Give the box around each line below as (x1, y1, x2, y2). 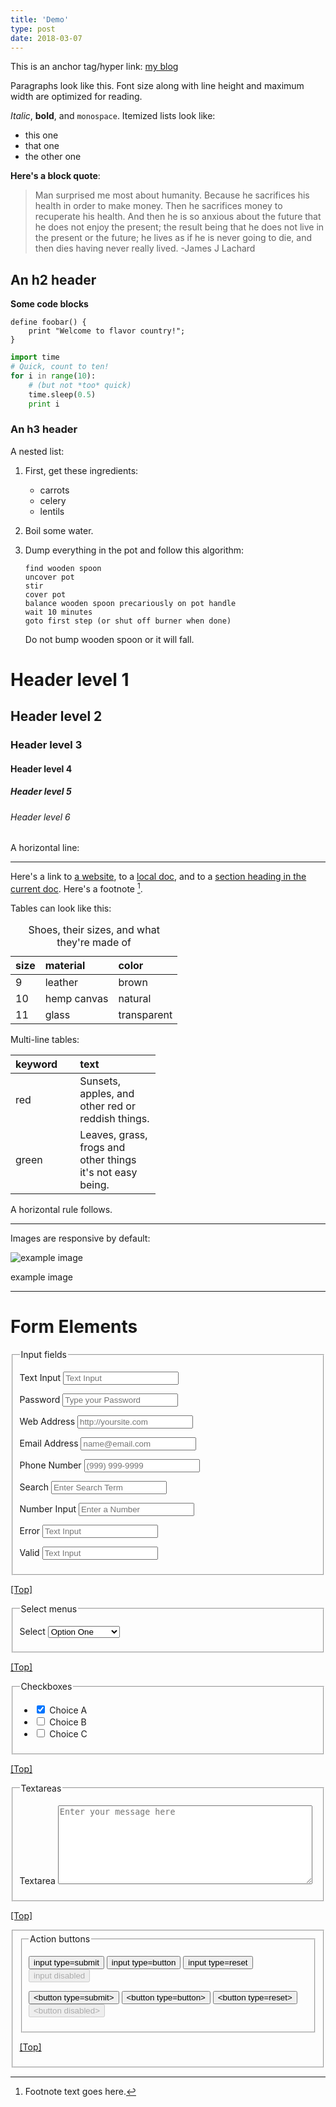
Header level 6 (10, 811, 71, 823)
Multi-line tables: (10, 1034, 80, 1046)
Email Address (19, 1437, 79, 1449)
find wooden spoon (24, 563, 102, 573)
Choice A (49, 1704, 88, 1716)
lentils (39, 505, 65, 517)
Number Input (19, 1502, 77, 1515)
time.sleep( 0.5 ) (28, 389, 97, 400)
